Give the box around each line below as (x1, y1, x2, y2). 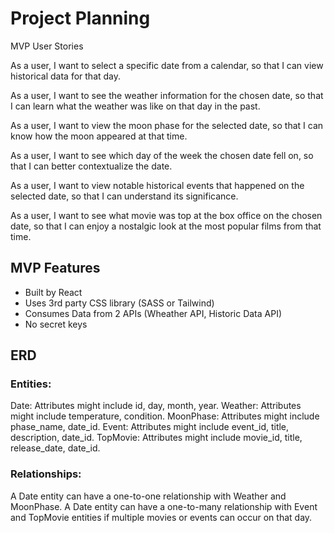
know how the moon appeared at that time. (10, 130, 188, 142)
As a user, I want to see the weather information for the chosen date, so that (10, 89, 324, 101)
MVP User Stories (10, 40, 84, 52)
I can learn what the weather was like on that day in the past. (10, 100, 261, 112)
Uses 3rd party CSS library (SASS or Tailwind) (24, 297, 215, 309)
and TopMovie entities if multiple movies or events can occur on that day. (10, 511, 313, 523)
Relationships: (10, 467, 82, 481)
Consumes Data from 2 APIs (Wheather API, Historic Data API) (24, 307, 283, 319)
